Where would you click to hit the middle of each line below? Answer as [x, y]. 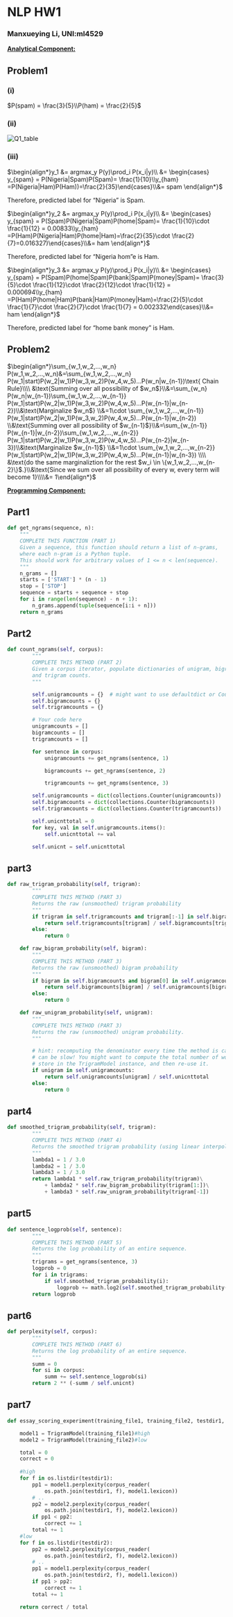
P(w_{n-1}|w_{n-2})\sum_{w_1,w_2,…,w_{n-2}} [73, 433]
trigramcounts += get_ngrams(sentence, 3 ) [106, 783]
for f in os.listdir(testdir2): [66, 1543]
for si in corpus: [59, 1371]
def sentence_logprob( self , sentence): [65, 1230]
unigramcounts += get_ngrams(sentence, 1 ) [106, 758]
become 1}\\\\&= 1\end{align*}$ [52, 477]
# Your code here [57, 720]
